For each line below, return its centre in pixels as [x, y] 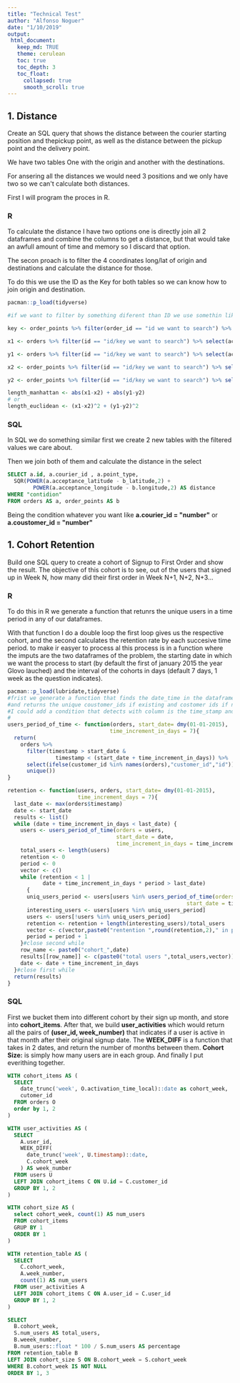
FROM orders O [35, 1102]
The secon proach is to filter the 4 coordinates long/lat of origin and [107, 261]
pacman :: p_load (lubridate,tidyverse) [64, 691]
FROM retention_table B [43, 1353]
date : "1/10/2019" [35, 27]
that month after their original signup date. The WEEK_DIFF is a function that [120, 1039]
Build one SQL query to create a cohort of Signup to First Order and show [115, 562]
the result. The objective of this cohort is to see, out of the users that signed [119, 569]
